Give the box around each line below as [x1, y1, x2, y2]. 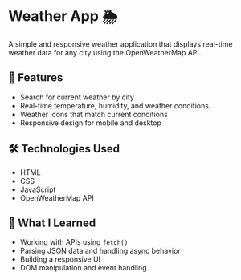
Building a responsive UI [19, 254, 101, 264]
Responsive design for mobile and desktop [19, 118, 162, 128]
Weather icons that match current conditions [19, 109, 169, 119]
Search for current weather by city [19, 92, 135, 102]
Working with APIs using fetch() [19, 237, 129, 247]
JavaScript [19, 185, 56, 194]
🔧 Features [8, 71, 63, 85]
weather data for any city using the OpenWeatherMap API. [8, 47, 202, 57]
